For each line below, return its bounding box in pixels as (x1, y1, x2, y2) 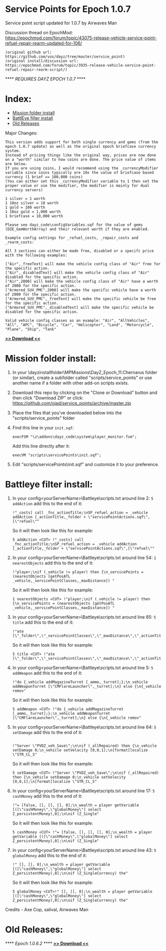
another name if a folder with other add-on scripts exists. (12, 380, 129, 386)
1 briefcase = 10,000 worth (5, 213, 63, 218)
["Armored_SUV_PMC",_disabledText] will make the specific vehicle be (5, 305, 154, 310)
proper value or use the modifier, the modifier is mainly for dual (5, 183, 150, 188)
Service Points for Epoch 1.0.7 (5, 3, 131, 15)
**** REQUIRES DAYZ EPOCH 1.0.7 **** (5, 76, 86, 82)
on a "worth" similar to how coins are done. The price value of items (5, 157, 156, 162)
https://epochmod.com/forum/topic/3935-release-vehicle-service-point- (5, 63, 156, 68)
